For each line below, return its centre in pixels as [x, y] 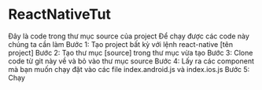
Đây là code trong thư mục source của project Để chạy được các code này [129, 36]
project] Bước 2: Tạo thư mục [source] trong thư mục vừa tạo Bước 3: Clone [131, 52]
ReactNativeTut [60, 14]
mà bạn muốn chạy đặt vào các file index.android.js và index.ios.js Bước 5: [129, 69]
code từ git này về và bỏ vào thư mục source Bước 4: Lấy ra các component [131, 61]
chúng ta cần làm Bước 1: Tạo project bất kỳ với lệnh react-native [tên [121, 44]
